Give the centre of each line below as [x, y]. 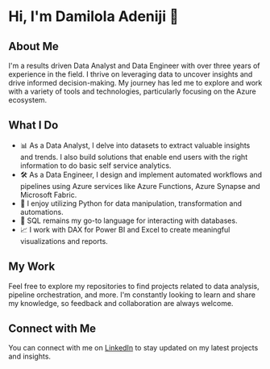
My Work [32, 267]
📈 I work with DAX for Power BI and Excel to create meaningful [125, 229]
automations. [42, 212]
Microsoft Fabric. [48, 195]
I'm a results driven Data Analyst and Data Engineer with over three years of [134, 65]
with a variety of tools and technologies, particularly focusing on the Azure [132, 91]
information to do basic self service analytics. [96, 166]
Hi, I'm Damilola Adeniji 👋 [93, 17]
